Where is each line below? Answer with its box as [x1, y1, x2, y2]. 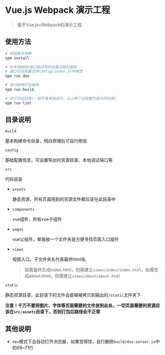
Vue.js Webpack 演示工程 [5, 4, 110, 16]
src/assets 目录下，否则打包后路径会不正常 [14, 309, 101, 315]
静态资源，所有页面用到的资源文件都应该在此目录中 [12, 196, 116, 202]
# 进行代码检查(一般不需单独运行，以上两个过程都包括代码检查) [5, 96, 116, 101]
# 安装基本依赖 [5, 51, 32, 56]
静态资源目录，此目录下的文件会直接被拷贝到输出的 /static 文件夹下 [5, 292, 141, 298]
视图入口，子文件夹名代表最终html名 [12, 256, 86, 262]
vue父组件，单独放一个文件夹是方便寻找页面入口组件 [12, 236, 119, 242]
